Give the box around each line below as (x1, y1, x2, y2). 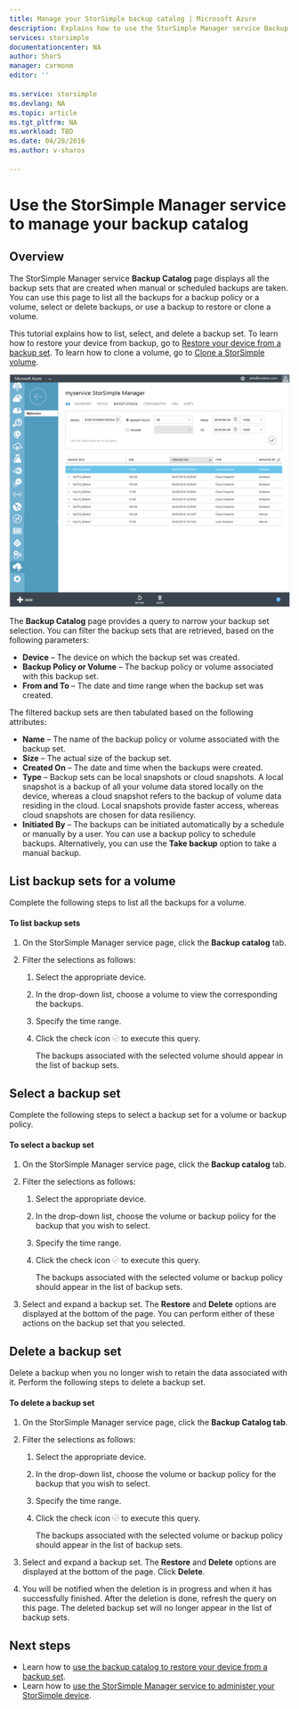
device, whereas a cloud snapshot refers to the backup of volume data (21, 791, 282, 801)
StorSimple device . (21, 1689, 92, 1700)
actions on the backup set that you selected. (21, 1318, 186, 1328)
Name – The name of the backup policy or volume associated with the (21, 734, 279, 744)
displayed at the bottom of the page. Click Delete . (21, 1566, 206, 1577)
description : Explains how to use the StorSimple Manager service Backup (9, 23, 289, 33)
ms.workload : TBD (9, 127, 74, 136)
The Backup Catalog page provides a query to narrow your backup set (9, 616, 270, 627)
